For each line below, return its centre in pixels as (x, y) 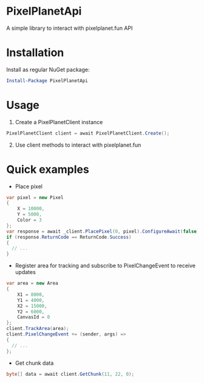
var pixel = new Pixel (35, 197)
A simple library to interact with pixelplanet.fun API (70, 28)
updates (25, 272)
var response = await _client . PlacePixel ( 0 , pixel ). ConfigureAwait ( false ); (104, 231)
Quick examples (48, 169)
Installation (35, 53)
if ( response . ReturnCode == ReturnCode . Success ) (69, 237)
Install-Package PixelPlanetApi (47, 80)
